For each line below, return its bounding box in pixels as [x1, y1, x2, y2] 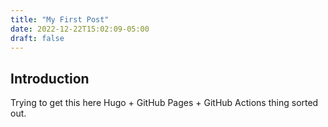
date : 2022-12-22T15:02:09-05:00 [10, 24, 150, 34]
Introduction [10, 70, 90, 87]
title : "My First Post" [10, 14, 110, 25]
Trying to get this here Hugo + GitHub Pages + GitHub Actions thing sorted [10, 97, 319, 109]
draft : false [10, 33, 65, 43]
